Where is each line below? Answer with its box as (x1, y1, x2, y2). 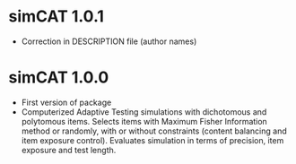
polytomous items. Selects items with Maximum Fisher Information (21, 116, 268, 126)
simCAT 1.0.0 (8, 67, 109, 88)
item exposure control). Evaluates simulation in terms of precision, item (21, 134, 284, 145)
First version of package (21, 97, 112, 108)
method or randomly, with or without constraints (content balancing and (21, 125, 288, 136)
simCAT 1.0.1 (8, 6, 105, 27)
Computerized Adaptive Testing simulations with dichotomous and (21, 106, 267, 117)
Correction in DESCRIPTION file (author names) (21, 36, 197, 47)
